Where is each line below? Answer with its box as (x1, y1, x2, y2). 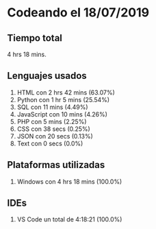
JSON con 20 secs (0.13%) (16, 132, 94, 140)
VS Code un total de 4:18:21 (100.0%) (16, 215, 122, 224)
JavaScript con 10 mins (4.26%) (16, 110, 108, 118)
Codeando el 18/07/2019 (7, 5, 149, 21)
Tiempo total (7, 32, 63, 44)
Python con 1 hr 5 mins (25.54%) (16, 95, 110, 104)
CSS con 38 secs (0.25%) (16, 125, 90, 133)
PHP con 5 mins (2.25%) (16, 117, 87, 125)
